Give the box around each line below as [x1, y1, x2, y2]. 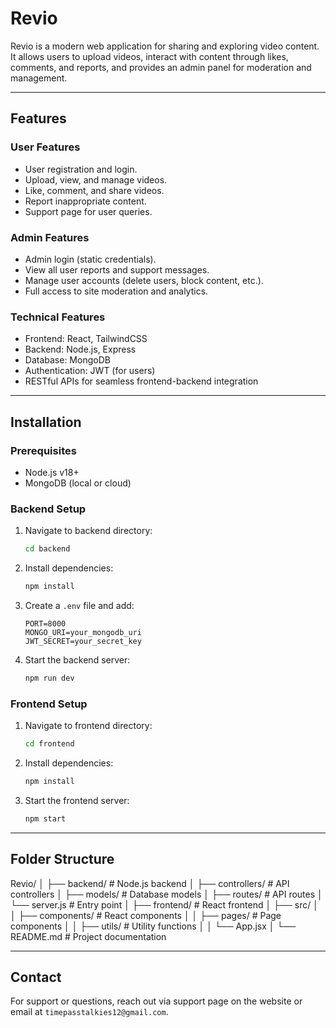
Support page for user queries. [24, 205, 153, 217]
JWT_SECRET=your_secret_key [24, 636, 142, 646]
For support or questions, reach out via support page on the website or [10, 995, 303, 1007]
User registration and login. [24, 163, 138, 175]
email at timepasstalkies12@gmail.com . [10, 1006, 169, 1018]
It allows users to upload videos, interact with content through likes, [10, 50, 289, 62]
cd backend [24, 544, 71, 554]
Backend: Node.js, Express [24, 343, 137, 356]
